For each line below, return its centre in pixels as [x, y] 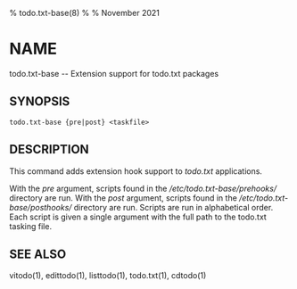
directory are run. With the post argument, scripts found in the [124, 198]
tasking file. [30, 226]
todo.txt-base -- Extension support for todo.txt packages [114, 73]
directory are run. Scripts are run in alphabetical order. [173, 207]
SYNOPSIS [40, 102]
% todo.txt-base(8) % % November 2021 [85, 13]
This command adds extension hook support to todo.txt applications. [136, 171]
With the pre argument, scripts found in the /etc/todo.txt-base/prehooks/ [143, 188]
